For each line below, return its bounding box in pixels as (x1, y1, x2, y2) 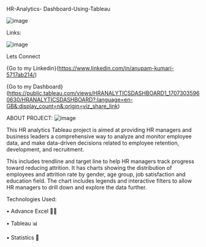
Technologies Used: (6, 196, 57, 203)
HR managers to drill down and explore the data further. (6, 184, 147, 191)
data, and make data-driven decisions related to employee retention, (6, 139, 180, 146)
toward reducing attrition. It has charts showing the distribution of (6, 164, 172, 171)
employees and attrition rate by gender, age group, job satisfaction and (6, 171, 186, 178)
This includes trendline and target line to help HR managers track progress (6, 158, 194, 165)
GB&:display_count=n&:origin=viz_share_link (6, 102, 118, 110)
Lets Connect (6, 53, 40, 60)
